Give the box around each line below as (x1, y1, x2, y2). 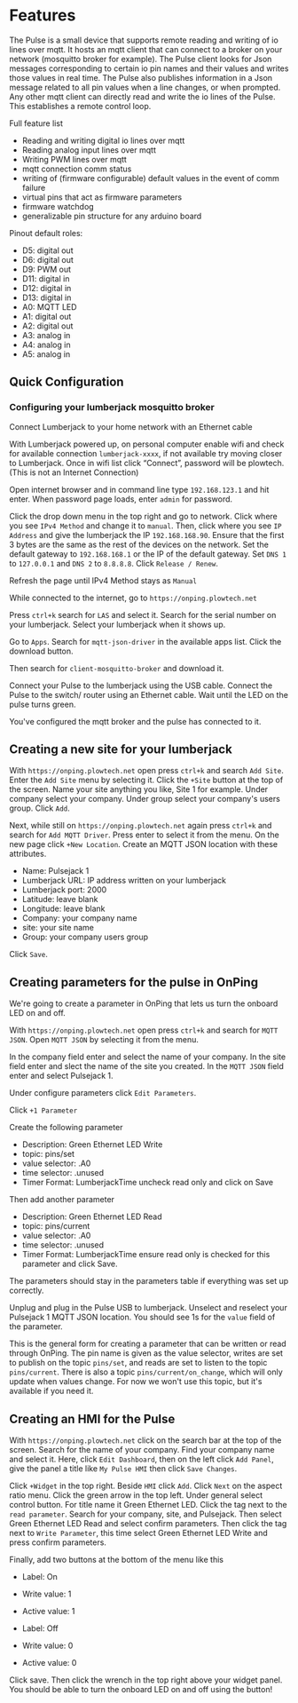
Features (9, 5, 76, 26)
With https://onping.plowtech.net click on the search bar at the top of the (9, 1435, 282, 1446)
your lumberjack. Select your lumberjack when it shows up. (9, 619, 226, 630)
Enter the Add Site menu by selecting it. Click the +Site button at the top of (9, 774, 284, 786)
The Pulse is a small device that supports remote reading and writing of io (9, 35, 279, 45)
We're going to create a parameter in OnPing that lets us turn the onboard (9, 998, 278, 1009)
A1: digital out (21, 311, 72, 321)
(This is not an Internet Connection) (9, 467, 139, 478)
